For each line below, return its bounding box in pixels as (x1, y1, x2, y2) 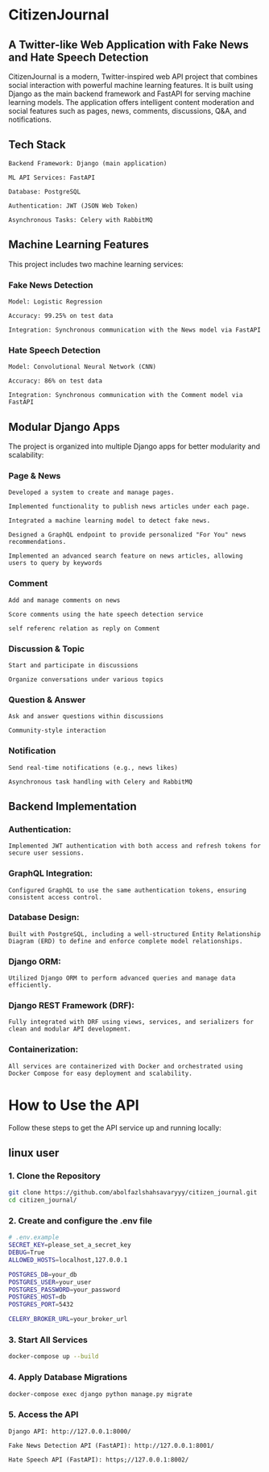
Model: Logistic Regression (8, 297, 103, 306)
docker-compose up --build (8, 1353, 99, 1361)
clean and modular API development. (8, 1025, 131, 1034)
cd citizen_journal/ (8, 1196, 78, 1204)
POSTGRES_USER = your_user (8, 1278, 92, 1286)
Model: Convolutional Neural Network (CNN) (8, 363, 157, 371)
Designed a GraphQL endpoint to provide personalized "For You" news (8, 531, 247, 539)
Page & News (8, 470, 61, 481)
